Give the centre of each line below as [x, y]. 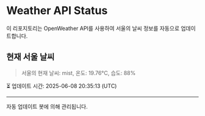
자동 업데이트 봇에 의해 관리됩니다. [47, 106]
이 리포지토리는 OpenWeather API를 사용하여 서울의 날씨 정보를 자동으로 [93, 28]
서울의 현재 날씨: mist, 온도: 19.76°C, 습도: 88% [78, 73]
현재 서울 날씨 [31, 57]
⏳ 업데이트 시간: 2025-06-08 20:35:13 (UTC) [62, 85]
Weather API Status [57, 11]
